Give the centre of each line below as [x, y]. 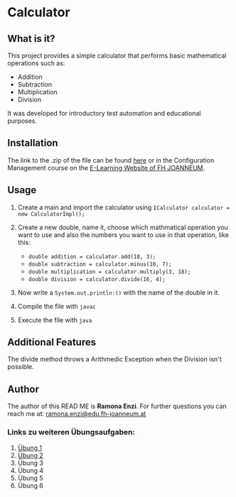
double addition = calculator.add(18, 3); [92, 256]
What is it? [31, 39]
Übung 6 [31, 485]
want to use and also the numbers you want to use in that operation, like [123, 234]
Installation [33, 143]
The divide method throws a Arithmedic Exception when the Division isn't [114, 359]
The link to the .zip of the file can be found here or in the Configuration [111, 160]
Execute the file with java [55, 319]
